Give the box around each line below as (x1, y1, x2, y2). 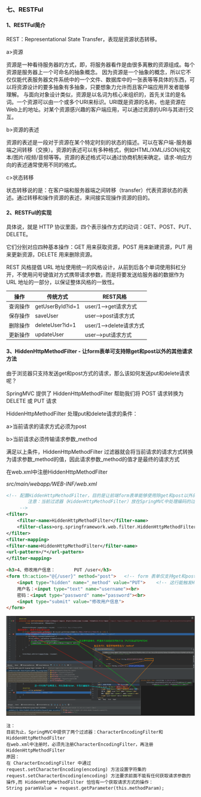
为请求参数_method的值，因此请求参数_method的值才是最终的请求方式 (6, 456, 180, 463)
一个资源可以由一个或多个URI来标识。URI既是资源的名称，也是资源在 (16, 99, 187, 106)
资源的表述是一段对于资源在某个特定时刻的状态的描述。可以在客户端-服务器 (6, 139, 193, 146)
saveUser (35, 312, 59, 319)
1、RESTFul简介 (6, 21, 46, 28)
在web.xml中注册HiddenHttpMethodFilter (6, 468, 108, 475)
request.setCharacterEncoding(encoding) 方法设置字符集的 (6, 767, 147, 772)
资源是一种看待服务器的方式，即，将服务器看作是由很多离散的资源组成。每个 (6, 61, 195, 68)
